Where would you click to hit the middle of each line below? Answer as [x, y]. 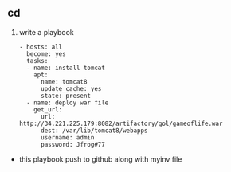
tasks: [37, 61]
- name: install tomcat [66, 68]
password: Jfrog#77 [72, 144]
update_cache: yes [71, 88]
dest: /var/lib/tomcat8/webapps [94, 131]
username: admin [67, 137]
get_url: [48, 109]
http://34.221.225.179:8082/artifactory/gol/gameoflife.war [121, 123]
